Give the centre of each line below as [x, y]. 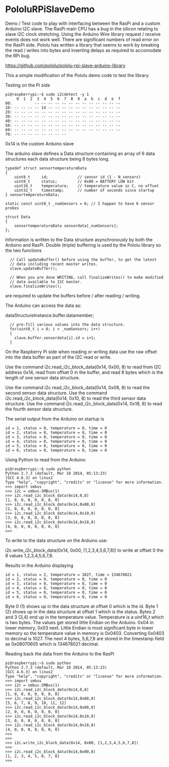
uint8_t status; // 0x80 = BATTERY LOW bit [74, 181]
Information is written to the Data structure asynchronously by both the [79, 240]
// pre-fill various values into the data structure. [67, 324]
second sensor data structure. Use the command [56, 393]
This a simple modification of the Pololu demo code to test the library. [77, 75]
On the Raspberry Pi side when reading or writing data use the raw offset [81, 352]
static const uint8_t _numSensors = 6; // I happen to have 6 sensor [80, 204]
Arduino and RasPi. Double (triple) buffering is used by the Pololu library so [83, 245]
